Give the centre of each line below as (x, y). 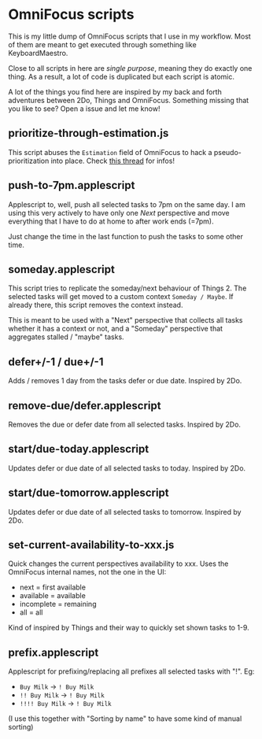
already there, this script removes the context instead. (96, 305)
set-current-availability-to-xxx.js (91, 545)
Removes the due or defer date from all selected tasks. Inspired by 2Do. (125, 424)
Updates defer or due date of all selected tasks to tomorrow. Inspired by (125, 512)
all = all (31, 612)
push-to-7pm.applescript (72, 185)
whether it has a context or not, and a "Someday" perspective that (115, 329)
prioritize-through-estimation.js (89, 133)
